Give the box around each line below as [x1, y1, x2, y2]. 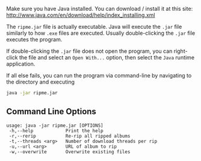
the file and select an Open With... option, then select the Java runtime [19, 54, 194, 61]
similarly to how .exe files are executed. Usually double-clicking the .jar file [6, 29, 196, 37]
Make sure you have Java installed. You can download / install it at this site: [6, 5, 193, 12]
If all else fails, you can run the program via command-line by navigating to [6, 72, 192, 79]
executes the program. [6, 36, 63, 43]
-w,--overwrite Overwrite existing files [8, 148, 131, 155]
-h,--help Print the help [8, 127, 104, 134]
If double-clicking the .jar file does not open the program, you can [6, 47, 173, 55]
